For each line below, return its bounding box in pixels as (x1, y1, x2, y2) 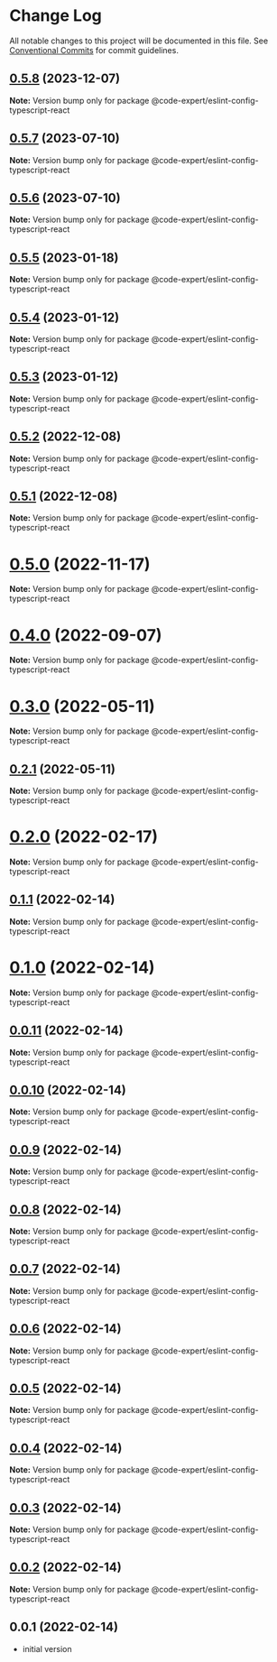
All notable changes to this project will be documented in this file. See (9, 35, 269, 46)
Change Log (9, 5, 102, 26)
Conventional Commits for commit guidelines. (9, 44, 179, 55)
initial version (22, 1643, 72, 1654)
